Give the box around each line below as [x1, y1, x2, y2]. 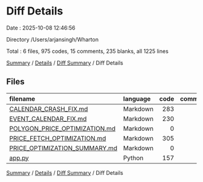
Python [123, 154, 144, 162]
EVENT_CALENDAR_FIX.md [9, 115, 87, 123]
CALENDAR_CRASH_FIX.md [9, 104, 88, 113]
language [123, 95, 151, 103]
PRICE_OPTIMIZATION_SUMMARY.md [9, 143, 118, 152]
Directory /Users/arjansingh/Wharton [6, 36, 98, 43]
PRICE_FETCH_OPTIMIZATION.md [9, 134, 106, 142]
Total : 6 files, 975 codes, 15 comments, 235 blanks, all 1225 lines [6, 47, 169, 55]
